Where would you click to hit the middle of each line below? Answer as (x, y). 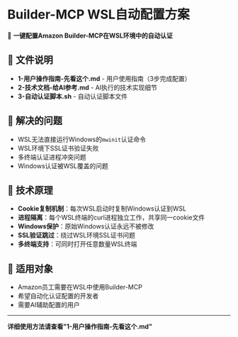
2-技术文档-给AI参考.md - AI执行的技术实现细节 (87, 87)
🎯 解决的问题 (35, 121)
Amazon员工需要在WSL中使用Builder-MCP (80, 287)
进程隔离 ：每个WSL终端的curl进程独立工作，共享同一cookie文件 (111, 218)
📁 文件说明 (30, 60)
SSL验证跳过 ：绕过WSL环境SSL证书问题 (76, 236)
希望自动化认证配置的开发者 (58, 296)
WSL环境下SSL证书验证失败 (58, 148)
